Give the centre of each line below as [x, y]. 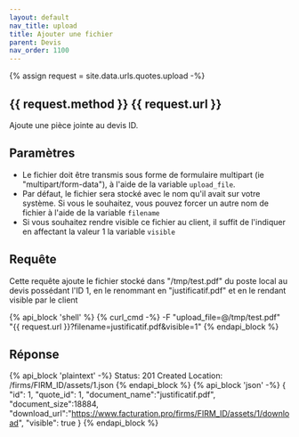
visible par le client [44, 300]
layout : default [39, 17]
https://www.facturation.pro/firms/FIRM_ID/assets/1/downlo [180, 414]
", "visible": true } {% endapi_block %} [88, 423]
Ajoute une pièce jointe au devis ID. [74, 125]
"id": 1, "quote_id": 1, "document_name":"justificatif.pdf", [113, 395]
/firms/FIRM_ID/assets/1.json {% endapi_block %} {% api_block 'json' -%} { [148, 385]
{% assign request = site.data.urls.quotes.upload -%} [107, 76]
